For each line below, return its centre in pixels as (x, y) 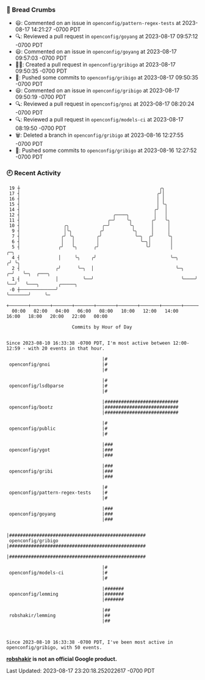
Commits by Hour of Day (102, 327)
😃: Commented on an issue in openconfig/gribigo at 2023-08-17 (97, 90)
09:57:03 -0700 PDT (41, 58)
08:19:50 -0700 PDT (41, 128)
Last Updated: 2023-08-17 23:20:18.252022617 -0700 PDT (81, 670)
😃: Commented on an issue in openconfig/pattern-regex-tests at (98, 23)
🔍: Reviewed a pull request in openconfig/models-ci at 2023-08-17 (99, 120)
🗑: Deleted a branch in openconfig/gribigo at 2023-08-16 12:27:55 (99, 135)
